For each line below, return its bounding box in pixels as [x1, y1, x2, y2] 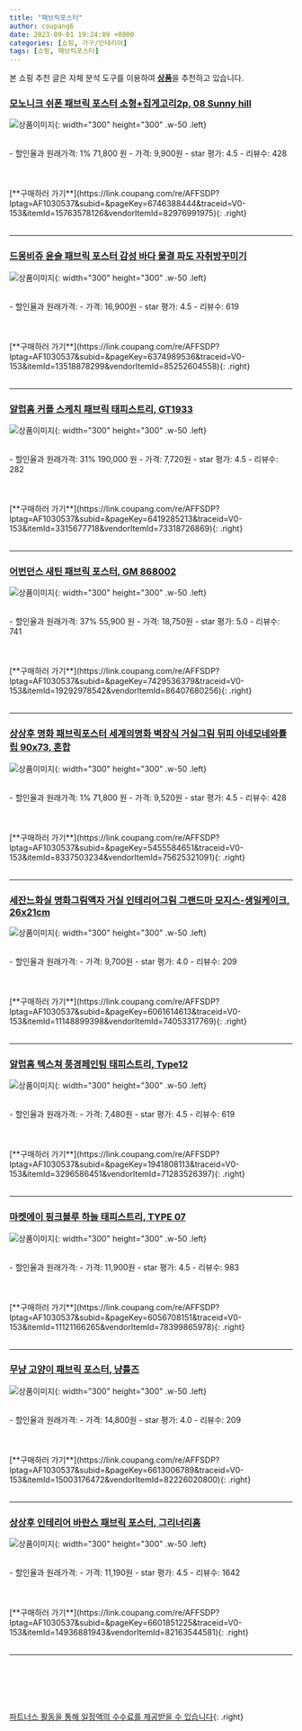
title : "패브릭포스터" [9, 13, 84, 23]
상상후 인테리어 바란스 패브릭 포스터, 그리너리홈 [9, 1516, 201, 1528]
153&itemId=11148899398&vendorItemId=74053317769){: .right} [9, 1016, 247, 1026]
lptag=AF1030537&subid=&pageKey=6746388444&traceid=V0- [9, 198, 246, 209]
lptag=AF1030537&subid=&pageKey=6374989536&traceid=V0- [9, 351, 245, 361]
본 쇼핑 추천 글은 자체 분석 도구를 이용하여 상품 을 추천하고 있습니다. [9, 73, 244, 84]
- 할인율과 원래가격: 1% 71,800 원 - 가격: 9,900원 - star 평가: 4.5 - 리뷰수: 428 [9, 148, 288, 159]
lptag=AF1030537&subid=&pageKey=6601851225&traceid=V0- [9, 1617, 243, 1628]
